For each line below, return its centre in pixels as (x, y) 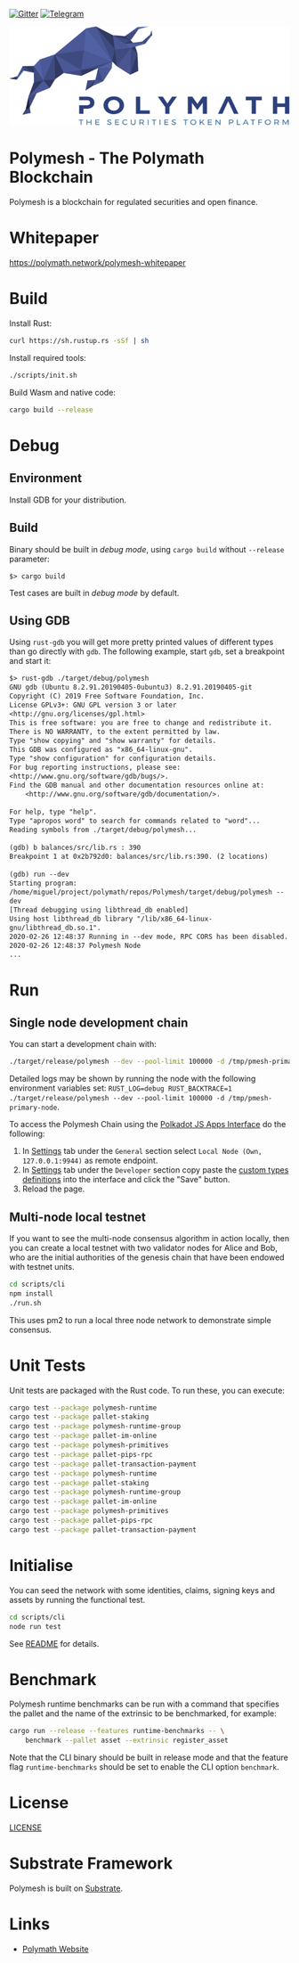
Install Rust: (30, 323)
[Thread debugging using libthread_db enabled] (99, 910)
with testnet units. (42, 1267)
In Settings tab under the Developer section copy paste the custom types (155, 1170)
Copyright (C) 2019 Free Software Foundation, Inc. (107, 696)
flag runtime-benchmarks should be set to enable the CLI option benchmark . (144, 1767)
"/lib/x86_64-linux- (175, 919)
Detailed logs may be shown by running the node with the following (133, 1079)
